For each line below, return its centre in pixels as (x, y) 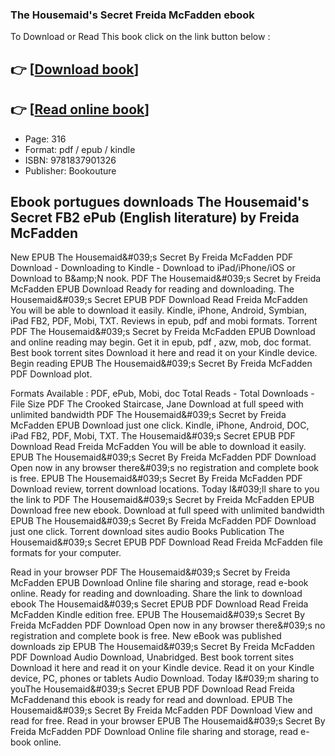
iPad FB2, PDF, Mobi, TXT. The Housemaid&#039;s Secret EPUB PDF (153, 436)
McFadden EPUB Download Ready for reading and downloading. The (152, 289)
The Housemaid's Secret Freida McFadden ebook (132, 15)
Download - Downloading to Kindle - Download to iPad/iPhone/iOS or (153, 268)
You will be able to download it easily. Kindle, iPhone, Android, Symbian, (159, 310)
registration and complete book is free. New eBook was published (146, 636)
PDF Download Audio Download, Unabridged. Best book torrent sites (152, 657)
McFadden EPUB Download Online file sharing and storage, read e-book (159, 583)
